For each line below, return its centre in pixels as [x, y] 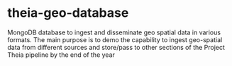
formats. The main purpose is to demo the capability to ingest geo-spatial [115, 39]
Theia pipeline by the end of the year [61, 55]
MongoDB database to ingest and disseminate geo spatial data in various [114, 32]
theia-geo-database [68, 13]
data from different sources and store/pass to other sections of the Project [116, 47]
